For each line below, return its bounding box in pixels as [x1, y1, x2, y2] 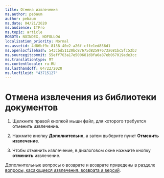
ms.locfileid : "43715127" [5, 71, 58, 76]
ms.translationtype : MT [5, 57, 54, 62]
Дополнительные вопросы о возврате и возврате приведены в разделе [5, 162, 156, 168]
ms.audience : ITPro [5, 25, 45, 30]
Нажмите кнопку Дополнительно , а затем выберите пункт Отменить [12, 133, 159, 138]
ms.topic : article [5, 30, 43, 35]
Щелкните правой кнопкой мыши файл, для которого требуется [12, 118, 146, 124]
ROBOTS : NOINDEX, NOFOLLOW [5, 35, 60, 40]
